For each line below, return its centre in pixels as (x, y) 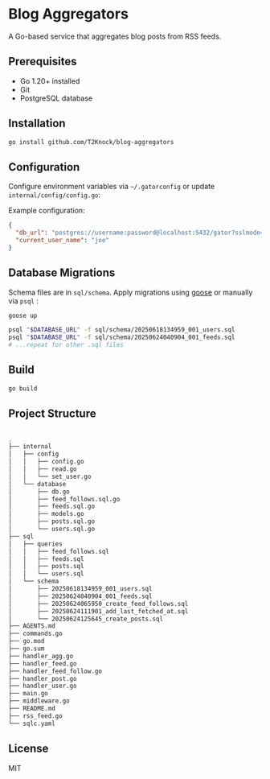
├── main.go (28, 694)
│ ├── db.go (39, 492)
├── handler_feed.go (43, 664)
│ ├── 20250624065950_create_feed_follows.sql (98, 604)
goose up (23, 315)
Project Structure (52, 414)
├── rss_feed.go (35, 716)
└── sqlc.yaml (32, 723)
